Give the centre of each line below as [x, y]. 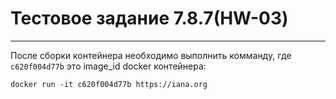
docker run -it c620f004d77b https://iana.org [109, 84]
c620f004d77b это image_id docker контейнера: [108, 66]
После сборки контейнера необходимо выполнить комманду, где [151, 55]
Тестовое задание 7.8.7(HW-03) [149, 18]
